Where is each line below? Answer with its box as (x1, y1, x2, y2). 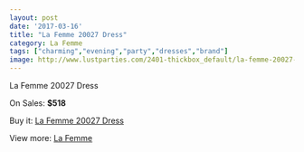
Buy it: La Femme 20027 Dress (9, 115, 125, 126)
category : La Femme (9, 38, 83, 48)
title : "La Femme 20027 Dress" (9, 30, 128, 39)
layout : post (9, 13, 59, 23)
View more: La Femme (9, 133, 93, 143)
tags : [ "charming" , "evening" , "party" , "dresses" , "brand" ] (9, 47, 229, 56)
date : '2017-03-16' (9, 22, 83, 31)
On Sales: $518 (9, 98, 66, 109)
